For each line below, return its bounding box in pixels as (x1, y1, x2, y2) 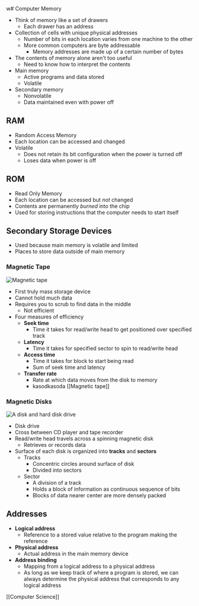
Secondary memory (14, 86, 64, 93)
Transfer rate (23, 370, 57, 377)
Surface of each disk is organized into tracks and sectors (14, 448, 157, 455)
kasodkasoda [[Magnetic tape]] (32, 383, 110, 390)
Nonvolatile (23, 92, 52, 99)
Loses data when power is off (23, 157, 96, 164)
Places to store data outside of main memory (14, 248, 125, 255)
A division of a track (32, 479, 82, 487)
